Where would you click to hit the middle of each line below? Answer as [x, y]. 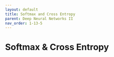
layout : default [22, 9]
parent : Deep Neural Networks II [39, 19]
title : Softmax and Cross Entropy [40, 14]
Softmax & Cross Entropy [57, 47]
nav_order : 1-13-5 [24, 23]
